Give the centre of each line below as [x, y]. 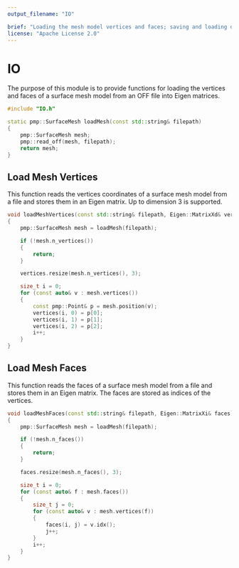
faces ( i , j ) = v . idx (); [80, 525]
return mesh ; [39, 148]
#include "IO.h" [31, 109]
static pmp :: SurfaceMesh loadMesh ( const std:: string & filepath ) [105, 122]
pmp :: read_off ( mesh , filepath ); [68, 142]
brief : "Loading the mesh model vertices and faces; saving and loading [117, 27]
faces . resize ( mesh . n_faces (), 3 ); [71, 472]
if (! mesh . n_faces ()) [52, 440]
